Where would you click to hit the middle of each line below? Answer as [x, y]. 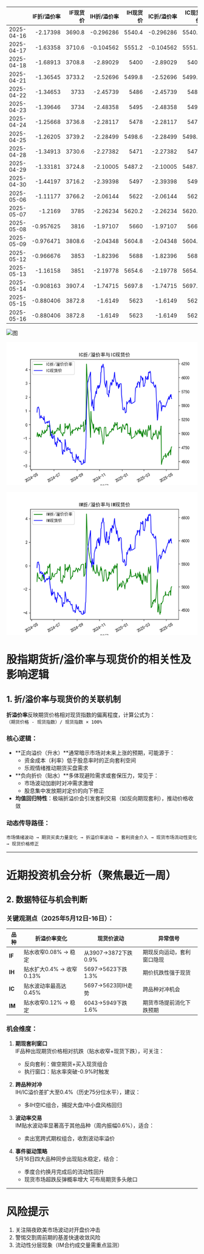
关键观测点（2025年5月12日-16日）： [60, 919]
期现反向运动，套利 [167, 952]
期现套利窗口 [31, 1043]
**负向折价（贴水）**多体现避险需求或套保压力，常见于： [87, 775]
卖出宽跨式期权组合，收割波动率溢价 [70, 1138]
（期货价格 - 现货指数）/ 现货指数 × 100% [54, 722]
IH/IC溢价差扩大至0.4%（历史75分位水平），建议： [78, 1092]
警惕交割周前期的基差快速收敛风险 [58, 1237]
